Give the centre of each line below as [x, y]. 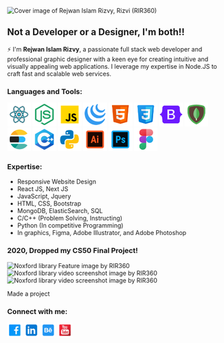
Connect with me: [37, 311]
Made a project [29, 294]
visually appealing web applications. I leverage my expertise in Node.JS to [112, 66]
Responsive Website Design [56, 181]
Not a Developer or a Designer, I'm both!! [96, 32]
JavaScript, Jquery [44, 197]
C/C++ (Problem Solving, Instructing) [69, 218]
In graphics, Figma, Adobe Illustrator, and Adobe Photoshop [102, 233]
